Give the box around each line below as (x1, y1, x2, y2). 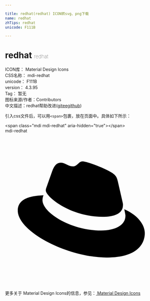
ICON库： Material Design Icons (5, 66, 69, 73)
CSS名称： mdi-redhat (5, 73, 50, 78)
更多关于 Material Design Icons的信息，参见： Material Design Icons (5, 290, 141, 296)
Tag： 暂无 (5, 90, 27, 97)
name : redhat (5, 15, 31, 21)
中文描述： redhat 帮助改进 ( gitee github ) (5, 103, 82, 109)
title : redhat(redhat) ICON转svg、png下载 (5, 11, 89, 16)
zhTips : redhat (5, 20, 36, 25)
